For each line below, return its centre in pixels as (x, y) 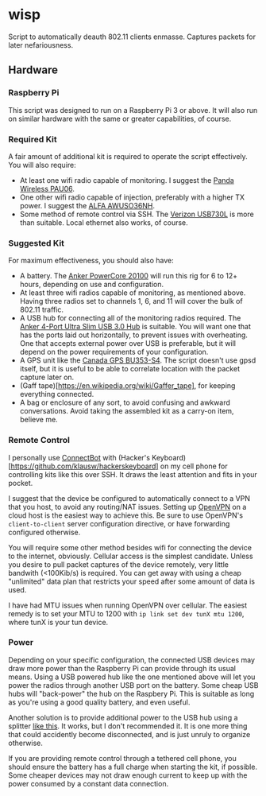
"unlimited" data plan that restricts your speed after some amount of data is (132, 581)
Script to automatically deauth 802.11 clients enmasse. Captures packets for (132, 37)
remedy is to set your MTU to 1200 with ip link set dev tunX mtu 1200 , (126, 613)
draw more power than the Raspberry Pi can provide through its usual (122, 668)
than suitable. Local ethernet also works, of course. (104, 222)
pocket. (21, 483)
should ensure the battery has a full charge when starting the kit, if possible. (133, 767)
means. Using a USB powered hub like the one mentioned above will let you (132, 677)
